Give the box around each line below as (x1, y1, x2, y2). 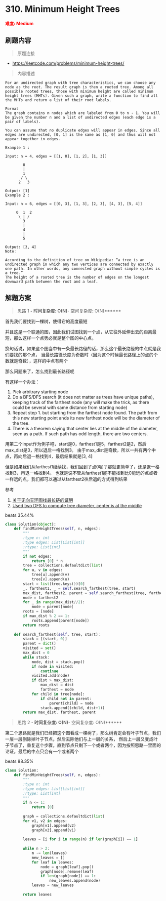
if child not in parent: (40, 696, 92, 701)
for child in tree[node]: (31, 692, 85, 696)
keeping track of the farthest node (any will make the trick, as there (12, 399, 150, 405)
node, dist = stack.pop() (31, 659, 85, 664)
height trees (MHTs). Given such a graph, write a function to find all (5, 93, 158, 98)
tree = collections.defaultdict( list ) (23, 563, 103, 568)
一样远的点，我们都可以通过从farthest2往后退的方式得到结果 (5, 476, 127, 482)
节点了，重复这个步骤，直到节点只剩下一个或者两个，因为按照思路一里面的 (9, 742, 161, 748)
